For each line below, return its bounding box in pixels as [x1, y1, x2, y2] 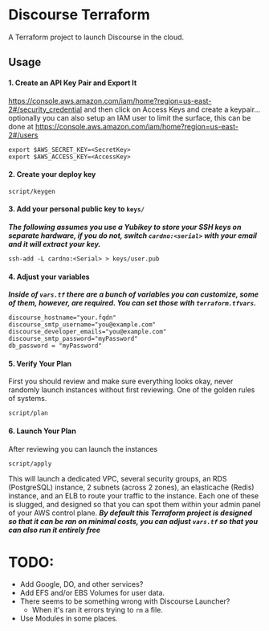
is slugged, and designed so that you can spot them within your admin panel [8, 499, 261, 509]
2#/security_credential [8, 104, 83, 114]
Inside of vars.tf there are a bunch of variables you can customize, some [8, 289, 259, 299]
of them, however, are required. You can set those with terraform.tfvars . [8, 298, 257, 308]
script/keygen [8, 187, 56, 195]
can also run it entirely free [8, 525, 101, 535]
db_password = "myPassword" [8, 342, 103, 350]
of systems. [8, 394, 47, 404]
